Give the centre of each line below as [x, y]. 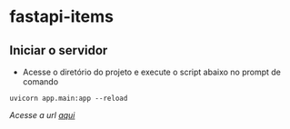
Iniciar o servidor [59, 50]
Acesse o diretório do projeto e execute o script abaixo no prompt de [152, 72]
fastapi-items [61, 17]
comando [40, 82]
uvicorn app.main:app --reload [69, 98]
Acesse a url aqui [42, 115]
